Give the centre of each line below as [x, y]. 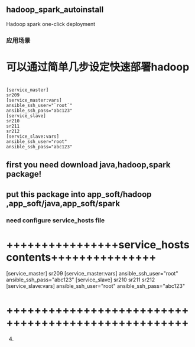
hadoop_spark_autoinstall [55, 10]
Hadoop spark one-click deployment [51, 24]
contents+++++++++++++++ [81, 257]
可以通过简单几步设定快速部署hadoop [98, 67]
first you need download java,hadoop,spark [88, 165]
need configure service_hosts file [56, 220]
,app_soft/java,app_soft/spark [63, 203]
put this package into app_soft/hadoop [79, 194]
